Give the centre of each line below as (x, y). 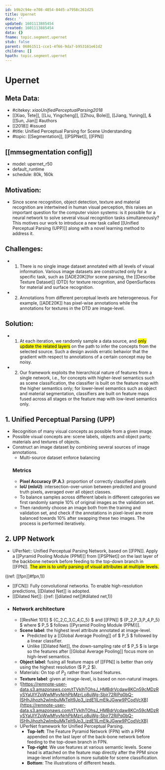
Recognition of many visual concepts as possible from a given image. (83, 431)
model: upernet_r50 (32, 164)
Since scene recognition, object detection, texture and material (76, 202)
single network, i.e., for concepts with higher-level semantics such (87, 378)
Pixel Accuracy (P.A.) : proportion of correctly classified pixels (83, 481)
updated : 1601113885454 (30, 23)
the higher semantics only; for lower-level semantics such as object (88, 388)
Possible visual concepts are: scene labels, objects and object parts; (82, 437)
